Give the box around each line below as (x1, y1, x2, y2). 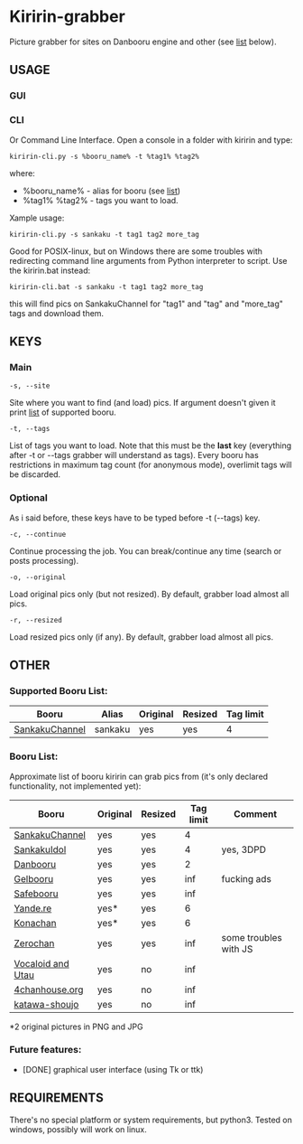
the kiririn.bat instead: (9, 265, 91, 276)
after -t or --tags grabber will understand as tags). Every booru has (9, 450, 259, 461)
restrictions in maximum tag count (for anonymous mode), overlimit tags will (9, 459, 292, 471)
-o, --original (9, 572, 67, 582)
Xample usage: (9, 212, 65, 223)
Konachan (14, 916, 57, 929)
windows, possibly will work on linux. (9, 1123, 147, 1135)
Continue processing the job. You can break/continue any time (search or (9, 545, 282, 557)
